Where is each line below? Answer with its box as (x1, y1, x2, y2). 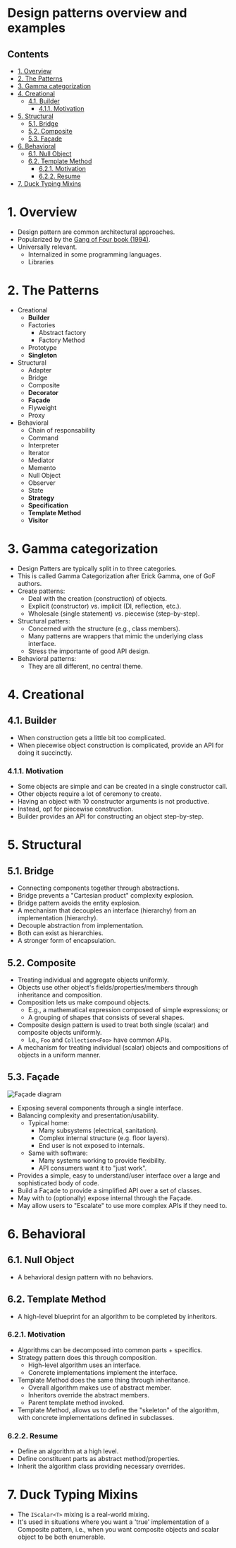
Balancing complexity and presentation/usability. (17, 1111, 159, 1120)
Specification (27, 500, 69, 510)
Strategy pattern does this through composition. (17, 1353, 157, 1361)
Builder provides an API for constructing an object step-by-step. (17, 812, 204, 821)
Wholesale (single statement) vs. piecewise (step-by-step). (27, 609, 200, 618)
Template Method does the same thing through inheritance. (17, 1376, 190, 1384)
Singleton (27, 351, 58, 359)
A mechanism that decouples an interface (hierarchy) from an (17, 906, 197, 915)
